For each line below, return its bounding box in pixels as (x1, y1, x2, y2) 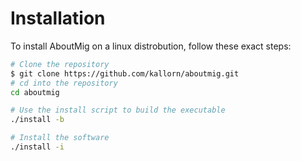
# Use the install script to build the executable (10, 105, 226, 116)
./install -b (10, 115, 65, 125)
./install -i (10, 142, 65, 152)
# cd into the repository (10, 78, 118, 88)
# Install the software (10, 133, 110, 143)
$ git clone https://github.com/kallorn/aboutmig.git (10, 68, 240, 79)
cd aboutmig (10, 87, 60, 97)
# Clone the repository (10, 59, 110, 69)
